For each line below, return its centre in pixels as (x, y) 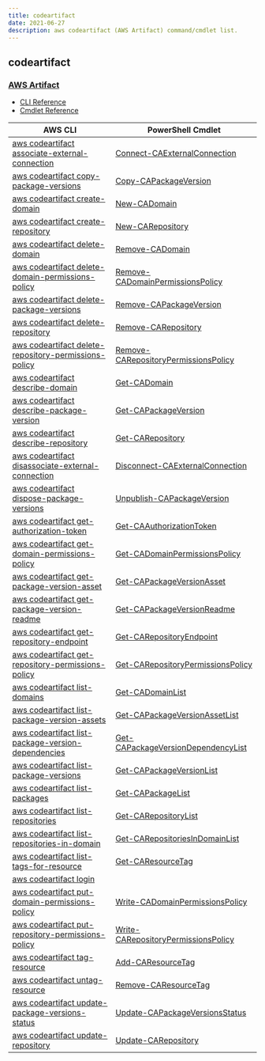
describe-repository (50, 443)
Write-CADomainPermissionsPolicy (181, 902)
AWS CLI (60, 130)
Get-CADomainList (151, 692)
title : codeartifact (42, 15)
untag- (90, 980)
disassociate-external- (56, 466)
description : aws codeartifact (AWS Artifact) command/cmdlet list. (123, 30)
